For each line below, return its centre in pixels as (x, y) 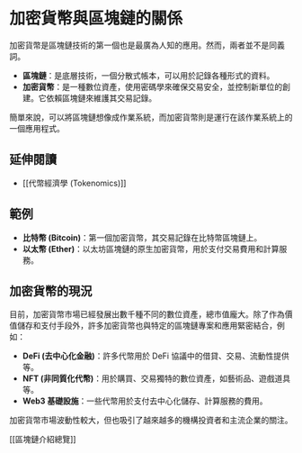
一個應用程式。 (37, 128)
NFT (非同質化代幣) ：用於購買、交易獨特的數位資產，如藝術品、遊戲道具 (156, 378)
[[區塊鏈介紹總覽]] (43, 439)
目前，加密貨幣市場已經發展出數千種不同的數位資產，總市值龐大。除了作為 (147, 314)
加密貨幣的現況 (51, 290)
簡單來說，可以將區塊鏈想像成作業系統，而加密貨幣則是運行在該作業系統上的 (151, 117)
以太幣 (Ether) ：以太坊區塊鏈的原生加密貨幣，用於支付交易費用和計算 (151, 249)
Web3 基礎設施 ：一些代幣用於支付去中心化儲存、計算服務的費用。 (145, 401)
